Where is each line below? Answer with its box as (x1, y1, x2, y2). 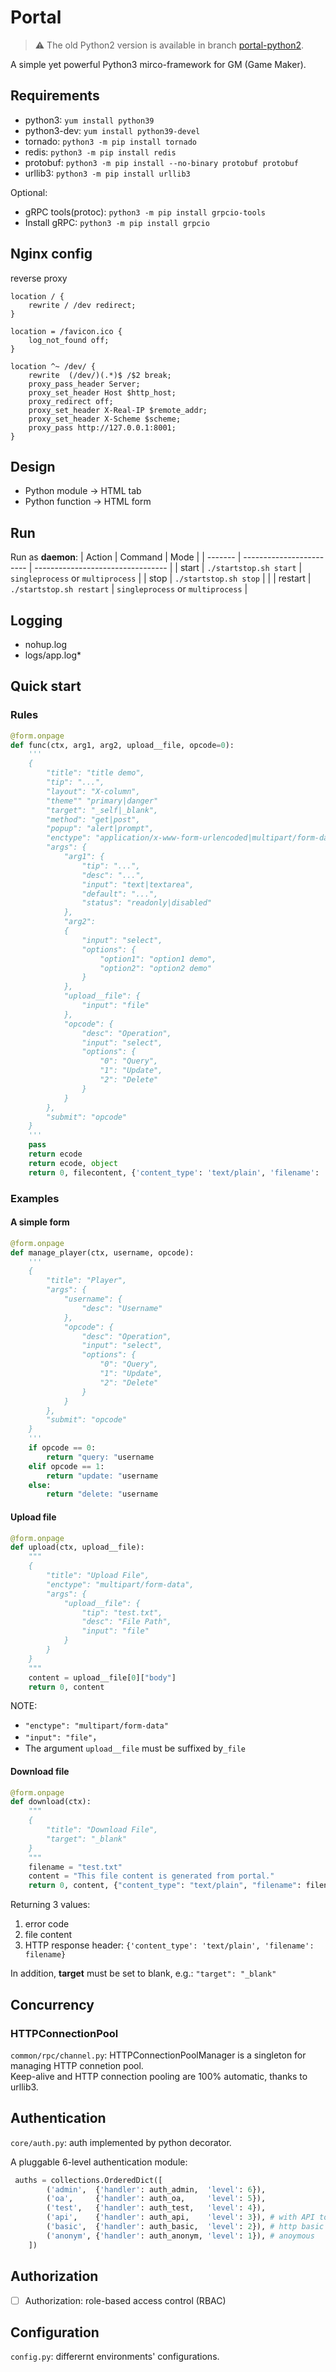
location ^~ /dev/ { (10, 361, 97, 371)
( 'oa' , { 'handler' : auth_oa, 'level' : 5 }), (46, 2194, 267, 2204)
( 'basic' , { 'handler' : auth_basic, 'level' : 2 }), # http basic (46, 2222, 325, 2232)
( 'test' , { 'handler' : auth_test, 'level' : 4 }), (46, 2203, 267, 2213)
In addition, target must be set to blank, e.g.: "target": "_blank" (10, 1967, 277, 1980)
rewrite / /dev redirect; (28, 300, 137, 310)
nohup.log (24, 639, 67, 650)
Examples (10, 1191, 60, 1205)
